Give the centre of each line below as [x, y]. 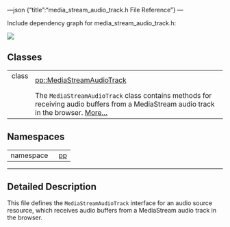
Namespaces [36, 137]
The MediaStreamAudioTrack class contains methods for [124, 95]
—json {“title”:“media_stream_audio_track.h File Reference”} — [95, 10]
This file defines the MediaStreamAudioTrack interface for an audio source [110, 203]
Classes [25, 57]
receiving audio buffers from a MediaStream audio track [125, 104]
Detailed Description [52, 187]
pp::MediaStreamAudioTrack [81, 80]
